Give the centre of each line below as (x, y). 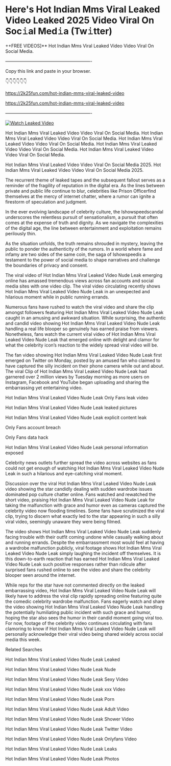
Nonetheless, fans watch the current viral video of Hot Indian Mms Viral (80, 334)
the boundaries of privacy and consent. (47, 265)
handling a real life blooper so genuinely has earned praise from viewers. (82, 329)
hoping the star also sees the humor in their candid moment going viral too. (84, 618)
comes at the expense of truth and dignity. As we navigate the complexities (84, 223)
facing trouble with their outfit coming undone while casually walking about (84, 537)
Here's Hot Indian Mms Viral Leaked (83, 9)
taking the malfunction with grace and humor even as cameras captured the (85, 505)
